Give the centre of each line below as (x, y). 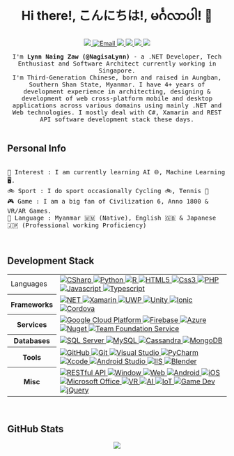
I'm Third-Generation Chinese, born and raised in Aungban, (117, 77)
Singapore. (117, 70)
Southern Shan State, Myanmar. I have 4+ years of (117, 84)
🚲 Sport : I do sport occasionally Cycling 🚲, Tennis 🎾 (108, 191)
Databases (32, 341)
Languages (29, 284)
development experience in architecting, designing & (117, 91)
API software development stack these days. (117, 119)
